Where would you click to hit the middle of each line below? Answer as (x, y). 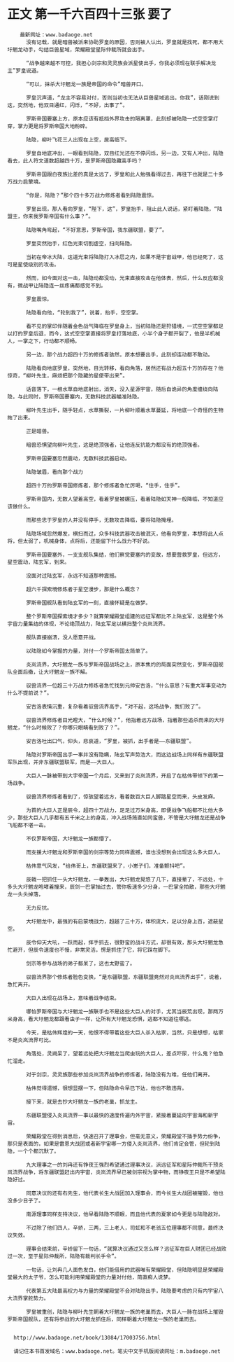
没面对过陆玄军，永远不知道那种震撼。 (73, 576)
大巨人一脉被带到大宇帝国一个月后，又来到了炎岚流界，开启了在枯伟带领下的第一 (124, 776)
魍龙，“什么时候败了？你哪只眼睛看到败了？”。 (65, 728)
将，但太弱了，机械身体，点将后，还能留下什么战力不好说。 (80, 541)
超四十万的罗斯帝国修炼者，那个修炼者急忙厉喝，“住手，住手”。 (104, 485)
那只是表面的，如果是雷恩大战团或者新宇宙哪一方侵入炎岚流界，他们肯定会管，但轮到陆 (114, 1144)
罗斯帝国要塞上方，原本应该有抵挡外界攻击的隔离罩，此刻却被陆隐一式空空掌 (119, 119)
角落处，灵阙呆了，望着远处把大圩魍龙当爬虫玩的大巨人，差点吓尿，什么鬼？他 (122, 1054)
